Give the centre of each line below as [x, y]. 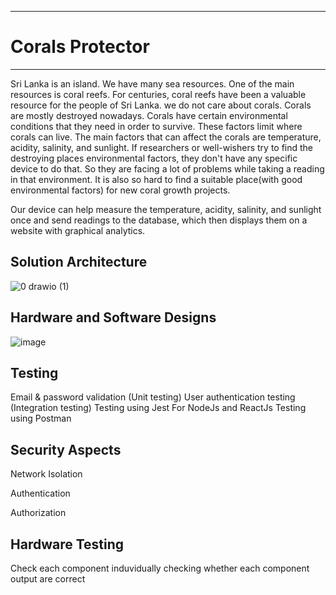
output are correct [48, 579]
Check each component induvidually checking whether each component [160, 568]
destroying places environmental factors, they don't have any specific [154, 158]
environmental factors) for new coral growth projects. [120, 190]
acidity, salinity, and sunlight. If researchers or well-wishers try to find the [162, 147]
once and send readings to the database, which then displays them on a [159, 220]
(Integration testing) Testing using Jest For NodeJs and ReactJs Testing [158, 408]
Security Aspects [66, 449]
